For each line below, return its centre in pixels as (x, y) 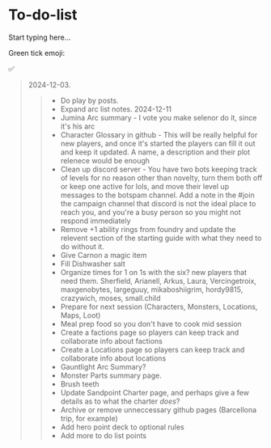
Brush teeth (80, 384)
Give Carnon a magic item (104, 255)
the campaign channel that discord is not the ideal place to (158, 203)
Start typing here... (40, 37)
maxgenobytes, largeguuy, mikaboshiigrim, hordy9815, (152, 290)
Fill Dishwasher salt (93, 264)
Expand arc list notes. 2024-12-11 (116, 109)
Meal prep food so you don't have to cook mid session (151, 323)
